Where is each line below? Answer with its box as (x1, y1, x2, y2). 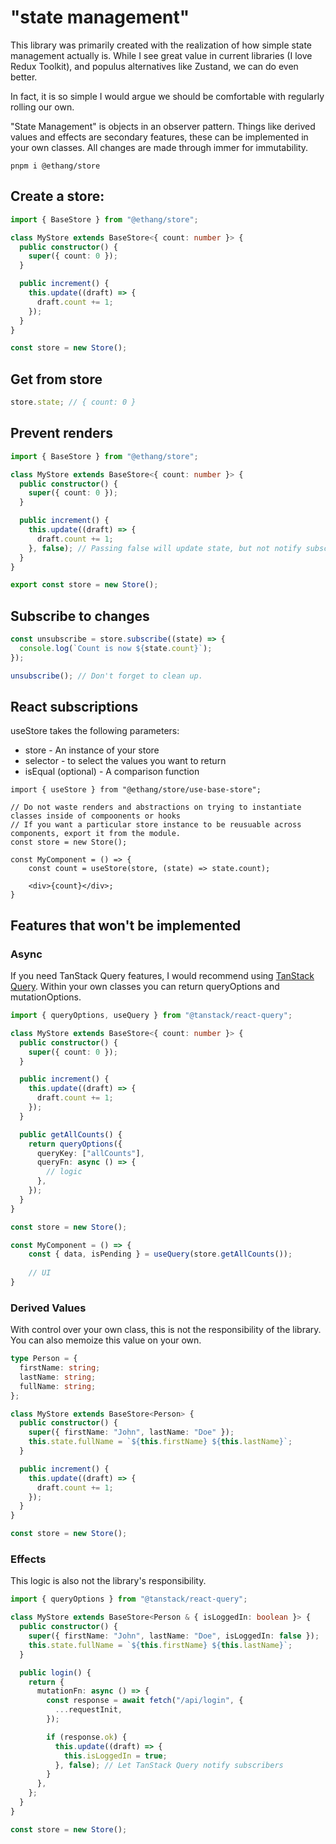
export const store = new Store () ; (10, 580, 159, 590)
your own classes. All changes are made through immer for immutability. (10, 141, 309, 153)
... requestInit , (54, 1705, 123, 1715)
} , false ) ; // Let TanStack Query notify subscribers (54, 1760, 284, 1770)
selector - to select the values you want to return (24, 755, 227, 767)
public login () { (19, 1667, 92, 1678)
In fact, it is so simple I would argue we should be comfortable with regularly (10, 90, 325, 102)
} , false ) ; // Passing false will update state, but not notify (28, 543, 302, 553)
